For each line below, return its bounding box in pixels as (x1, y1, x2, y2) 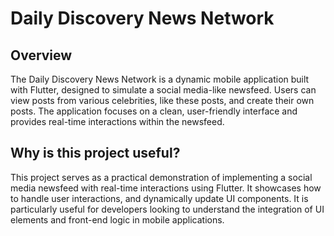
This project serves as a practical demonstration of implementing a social (10, 171, 313, 183)
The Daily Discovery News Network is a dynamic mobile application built (10, 73, 310, 85)
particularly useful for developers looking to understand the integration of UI (10, 203, 325, 215)
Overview (10, 47, 73, 64)
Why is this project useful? (10, 145, 181, 162)
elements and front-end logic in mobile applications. (10, 213, 225, 226)
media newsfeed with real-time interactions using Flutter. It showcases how (10, 182, 322, 194)
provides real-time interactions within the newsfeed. (10, 116, 225, 127)
